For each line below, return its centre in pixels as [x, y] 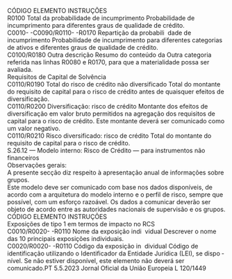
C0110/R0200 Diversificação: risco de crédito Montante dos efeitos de [108, 106]
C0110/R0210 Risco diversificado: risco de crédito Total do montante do [109, 136]
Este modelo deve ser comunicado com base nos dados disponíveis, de [110, 187]
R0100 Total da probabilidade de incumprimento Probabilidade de [101, 18]
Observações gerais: [37, 165]
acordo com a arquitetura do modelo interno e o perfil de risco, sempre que [115, 195]
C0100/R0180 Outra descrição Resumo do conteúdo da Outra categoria [109, 55]
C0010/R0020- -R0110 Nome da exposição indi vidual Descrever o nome [112, 231]
